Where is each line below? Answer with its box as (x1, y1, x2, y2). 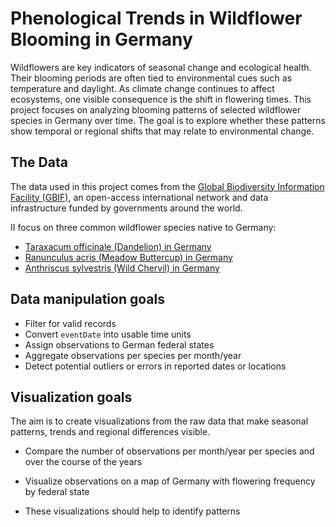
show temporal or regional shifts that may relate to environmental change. (10, 125, 315, 137)
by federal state (24, 486, 90, 498)
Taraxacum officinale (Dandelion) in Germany (24, 240, 212, 252)
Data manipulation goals (10, 291, 165, 308)
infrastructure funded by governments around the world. (10, 202, 243, 214)
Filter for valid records (24, 317, 117, 329)
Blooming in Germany (10, 28, 193, 51)
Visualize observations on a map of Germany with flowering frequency (24, 475, 316, 487)
